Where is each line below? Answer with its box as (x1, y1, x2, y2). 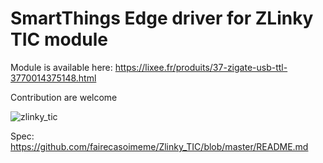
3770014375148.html (10, 72, 97, 84)
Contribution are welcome (10, 91, 118, 103)
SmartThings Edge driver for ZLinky (10, 7, 314, 30)
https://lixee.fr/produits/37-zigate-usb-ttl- (114, 61, 288, 73)
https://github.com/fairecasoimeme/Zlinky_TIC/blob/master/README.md (10, 140, 309, 152)
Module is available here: (10, 61, 113, 73)
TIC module (10, 28, 108, 51)
